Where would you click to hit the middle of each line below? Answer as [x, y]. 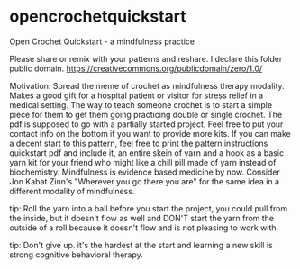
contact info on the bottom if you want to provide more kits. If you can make [150, 133]
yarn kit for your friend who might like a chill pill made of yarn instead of [143, 162]
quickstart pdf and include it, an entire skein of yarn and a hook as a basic [147, 152]
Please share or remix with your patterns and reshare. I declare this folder [146, 58]
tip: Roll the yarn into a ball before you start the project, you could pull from [149, 208]
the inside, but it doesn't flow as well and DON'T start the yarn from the [142, 218]
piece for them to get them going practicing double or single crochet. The [146, 114]
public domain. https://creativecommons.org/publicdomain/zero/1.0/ [136, 68]
